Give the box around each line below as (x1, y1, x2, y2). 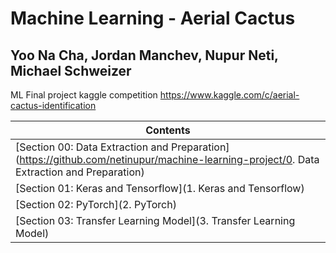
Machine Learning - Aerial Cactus (10, 7, 296, 30)
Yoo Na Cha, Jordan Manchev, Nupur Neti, (10, 47, 279, 64)
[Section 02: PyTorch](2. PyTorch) (15, 198, 177, 211)
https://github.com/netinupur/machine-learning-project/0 (19, 153, 293, 166)
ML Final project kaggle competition (10, 89, 158, 101)
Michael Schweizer (10, 62, 132, 79)
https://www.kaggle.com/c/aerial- (159, 89, 300, 101)
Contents (145, 123, 191, 137)
